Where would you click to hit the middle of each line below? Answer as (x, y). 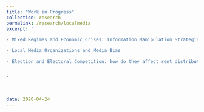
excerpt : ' (20, 29)
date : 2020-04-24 (28, 99)
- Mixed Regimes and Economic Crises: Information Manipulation (89, 40)
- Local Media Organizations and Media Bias (63, 51)
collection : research (34, 18)
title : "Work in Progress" (40, 12)
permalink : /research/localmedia (49, 23)
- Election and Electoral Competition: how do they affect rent (89, 62)
